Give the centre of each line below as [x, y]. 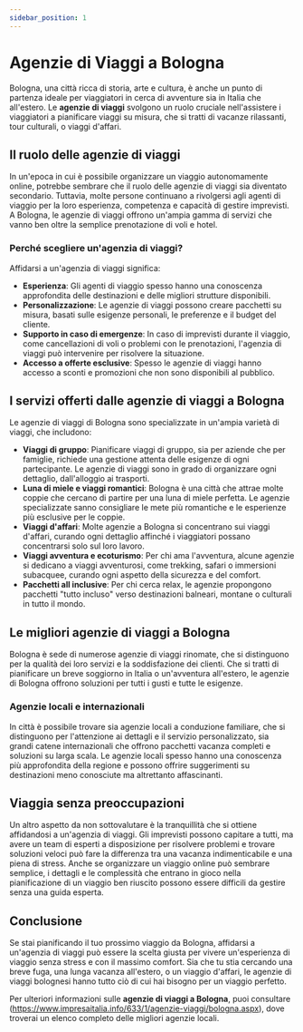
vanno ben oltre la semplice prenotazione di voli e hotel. [114, 225]
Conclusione [46, 921]
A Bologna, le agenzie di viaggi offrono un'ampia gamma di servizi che [141, 215]
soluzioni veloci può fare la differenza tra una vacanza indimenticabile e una [151, 854]
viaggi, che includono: [51, 433]
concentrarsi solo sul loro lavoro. [83, 546]
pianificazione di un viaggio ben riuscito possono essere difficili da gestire [147, 883]
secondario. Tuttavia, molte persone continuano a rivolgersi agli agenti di [145, 196]
